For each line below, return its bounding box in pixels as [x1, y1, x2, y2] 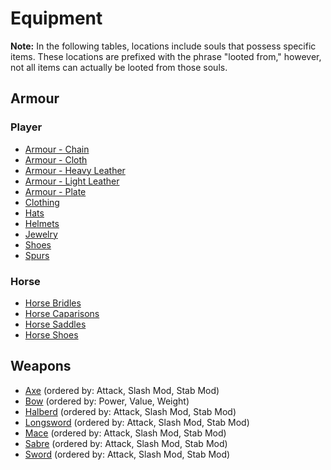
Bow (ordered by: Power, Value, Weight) [24, 395, 190, 407]
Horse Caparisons [24, 307, 100, 319]
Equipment [10, 7, 103, 30]
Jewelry [24, 228, 58, 240]
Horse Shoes [24, 328, 79, 341]
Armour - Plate [24, 185, 87, 197]
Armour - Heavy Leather [24, 164, 126, 176]
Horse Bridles [24, 297, 82, 309]
